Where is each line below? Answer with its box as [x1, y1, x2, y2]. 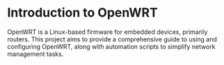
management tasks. [7, 50, 64, 58]
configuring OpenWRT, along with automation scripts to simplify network [7, 42, 216, 50]
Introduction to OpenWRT [7, 5, 158, 21]
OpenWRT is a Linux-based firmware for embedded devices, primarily [7, 28, 208, 36]
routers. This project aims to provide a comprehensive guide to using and [7, 35, 218, 43]
